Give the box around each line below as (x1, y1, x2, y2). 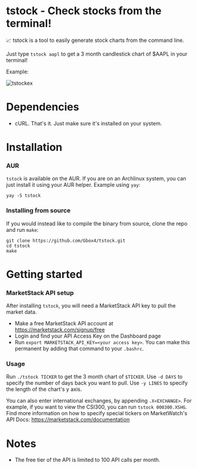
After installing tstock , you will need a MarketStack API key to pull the (6, 302, 176, 309)
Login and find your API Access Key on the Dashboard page (14, 332, 162, 339)
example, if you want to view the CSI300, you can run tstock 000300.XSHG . (6, 403, 188, 410)
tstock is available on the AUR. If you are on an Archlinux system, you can (6, 175, 186, 182)
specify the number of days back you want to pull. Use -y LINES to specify (6, 380, 188, 387)
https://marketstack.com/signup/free (14, 326, 105, 334)
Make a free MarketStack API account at (14, 320, 114, 327)
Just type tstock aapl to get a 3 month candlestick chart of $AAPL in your (6, 50, 188, 57)
